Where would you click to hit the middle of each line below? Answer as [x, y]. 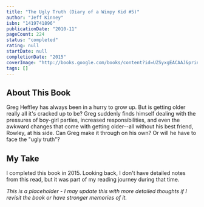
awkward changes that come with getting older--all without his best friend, [100, 126]
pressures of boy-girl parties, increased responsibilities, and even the [93, 120]
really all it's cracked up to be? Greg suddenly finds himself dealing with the [101, 114]
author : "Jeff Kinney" [35, 18]
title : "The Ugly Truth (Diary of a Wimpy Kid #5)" [73, 12]
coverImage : [21, 62]
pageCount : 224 [25, 34]
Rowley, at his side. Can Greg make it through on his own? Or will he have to [101, 133]
